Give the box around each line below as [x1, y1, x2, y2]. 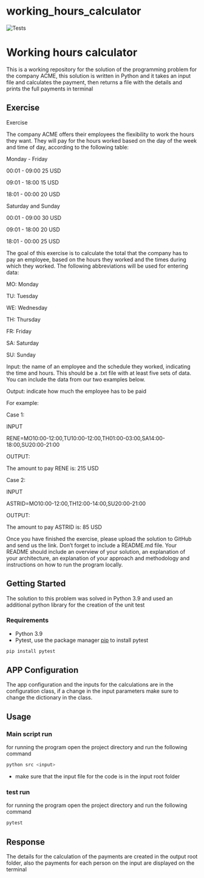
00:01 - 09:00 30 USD [6, 214, 62, 221]
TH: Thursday [6, 316, 41, 323]
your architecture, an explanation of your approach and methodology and [6, 554, 190, 562]
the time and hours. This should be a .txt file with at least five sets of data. [6, 369, 191, 376]
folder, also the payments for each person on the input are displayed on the [6, 859, 195, 866]
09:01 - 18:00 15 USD [6, 179, 59, 186]
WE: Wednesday [6, 304, 47, 311]
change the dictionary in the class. [6, 694, 93, 701]
